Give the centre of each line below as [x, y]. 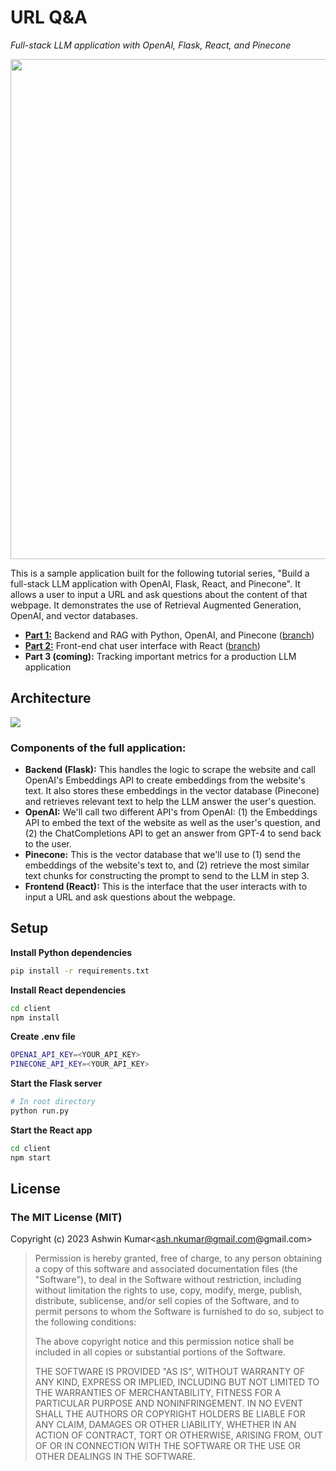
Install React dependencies [68, 990]
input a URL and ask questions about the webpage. [130, 897]
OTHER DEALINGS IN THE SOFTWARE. [115, 1457]
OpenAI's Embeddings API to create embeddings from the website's [165, 780]
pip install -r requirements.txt [80, 971]
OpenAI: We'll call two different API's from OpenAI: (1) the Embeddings [171, 812]
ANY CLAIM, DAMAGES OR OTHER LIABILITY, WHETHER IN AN [165, 1425]
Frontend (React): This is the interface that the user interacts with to [166, 887]
